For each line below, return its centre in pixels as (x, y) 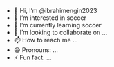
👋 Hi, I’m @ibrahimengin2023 (55, 11)
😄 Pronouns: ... (36, 50)
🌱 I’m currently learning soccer (58, 25)
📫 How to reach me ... (46, 40)
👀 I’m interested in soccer (50, 18)
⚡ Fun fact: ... (32, 57)
